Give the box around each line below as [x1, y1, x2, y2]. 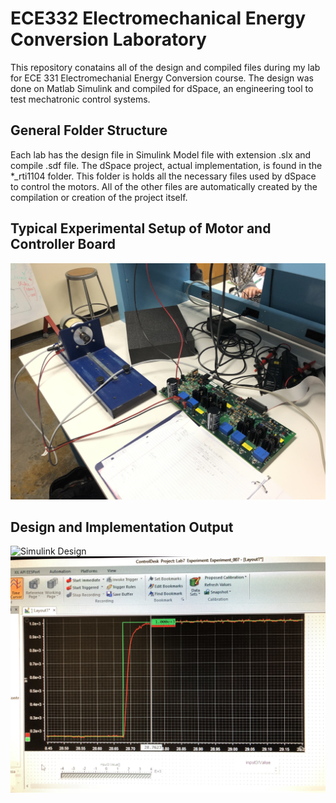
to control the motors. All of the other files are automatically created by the [10, 180, 318, 192]
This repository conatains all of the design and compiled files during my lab [10, 61, 321, 73]
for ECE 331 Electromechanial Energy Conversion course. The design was [10, 72, 314, 84]
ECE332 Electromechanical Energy [10, 7, 307, 30]
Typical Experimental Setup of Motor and [10, 220, 272, 237]
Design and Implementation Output [10, 518, 234, 536]
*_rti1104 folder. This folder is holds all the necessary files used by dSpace [10, 170, 317, 182]
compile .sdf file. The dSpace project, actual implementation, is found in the [10, 159, 323, 171]
